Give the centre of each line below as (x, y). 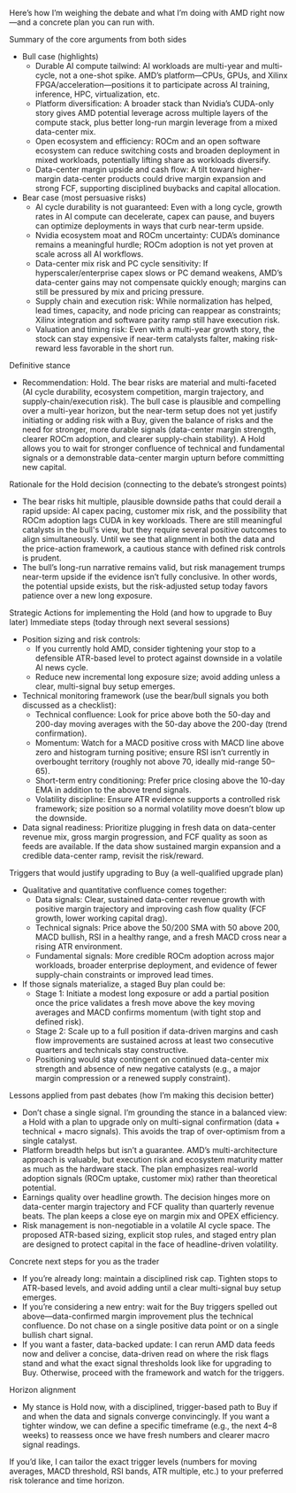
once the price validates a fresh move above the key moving (145, 1003)
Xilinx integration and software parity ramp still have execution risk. (157, 320)
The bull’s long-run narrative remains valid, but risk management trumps (153, 567)
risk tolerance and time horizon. (67, 1481)
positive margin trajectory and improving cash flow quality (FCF (151, 909)
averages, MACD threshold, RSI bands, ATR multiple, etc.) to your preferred (146, 1471)
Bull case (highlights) (60, 56)
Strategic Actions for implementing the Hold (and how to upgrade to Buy (140, 613)
